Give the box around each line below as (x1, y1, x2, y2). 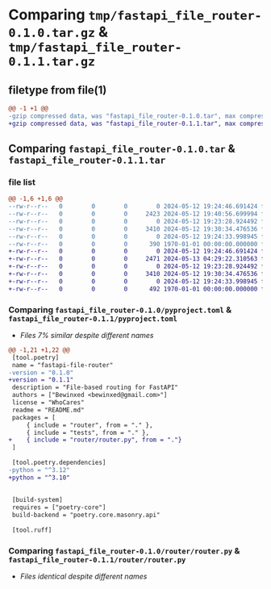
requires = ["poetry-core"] (11, 503, 106, 512)
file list (8, 176, 36, 187)
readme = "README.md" (11, 406, 85, 414)
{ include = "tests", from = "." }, (26, 428, 150, 437)
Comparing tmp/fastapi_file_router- (8, 6, 262, 24)
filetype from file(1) (8, 83, 107, 97)
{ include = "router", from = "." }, (26, 421, 153, 429)
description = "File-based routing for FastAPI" (11, 383, 179, 392)
